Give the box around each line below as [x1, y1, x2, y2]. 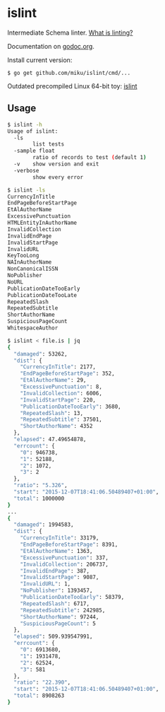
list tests [32, 141, 65, 148]
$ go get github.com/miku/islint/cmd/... [7, 69, 131, 76]
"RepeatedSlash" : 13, [20, 409, 83, 416]
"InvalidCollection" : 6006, [20, 390, 102, 397]
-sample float [13, 147, 55, 155]
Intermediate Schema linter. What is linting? [7, 28, 133, 37]
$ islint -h [7, 121, 42, 128]
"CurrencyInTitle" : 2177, [20, 363, 97, 370]
